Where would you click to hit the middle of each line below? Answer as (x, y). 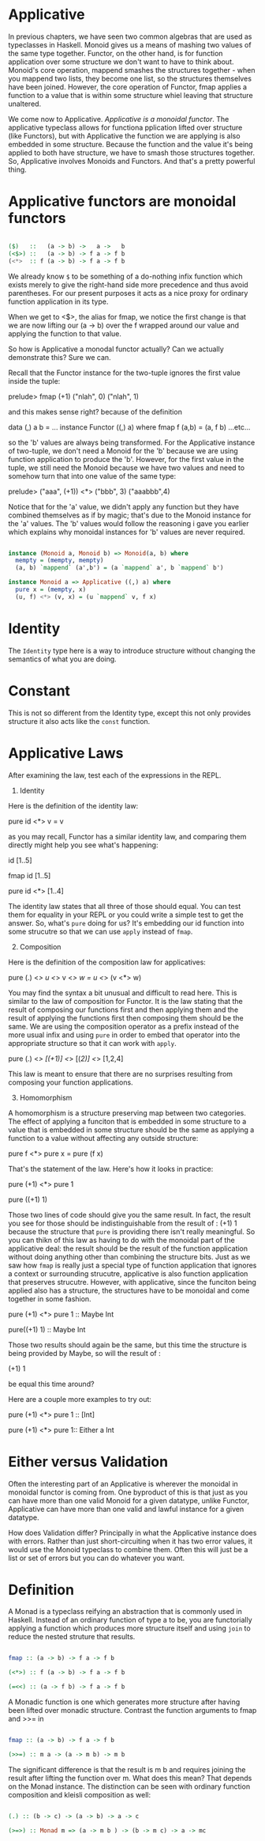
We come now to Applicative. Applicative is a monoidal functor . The (119, 119)
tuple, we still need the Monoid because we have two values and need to (127, 468)
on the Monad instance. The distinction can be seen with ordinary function (129, 1786)
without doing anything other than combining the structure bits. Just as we (129, 1256)
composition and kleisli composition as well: (80, 1794)
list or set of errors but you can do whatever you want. (97, 1558)
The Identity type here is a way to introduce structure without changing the (132, 650)
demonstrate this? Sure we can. (60, 357)
